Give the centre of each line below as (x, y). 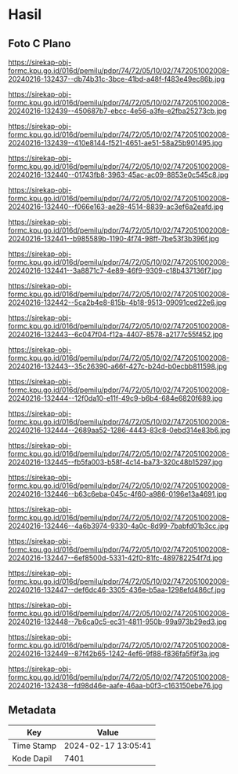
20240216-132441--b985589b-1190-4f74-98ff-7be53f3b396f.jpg (114, 238)
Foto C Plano (40, 44)
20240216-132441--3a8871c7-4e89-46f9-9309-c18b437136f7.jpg (115, 270)
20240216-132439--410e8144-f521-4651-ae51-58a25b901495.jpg (115, 143)
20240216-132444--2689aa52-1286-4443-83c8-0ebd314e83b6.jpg (119, 430)
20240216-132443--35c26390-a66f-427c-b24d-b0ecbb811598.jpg (118, 366)
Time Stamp (34, 746)
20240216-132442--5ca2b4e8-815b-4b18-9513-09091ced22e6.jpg (117, 303)
